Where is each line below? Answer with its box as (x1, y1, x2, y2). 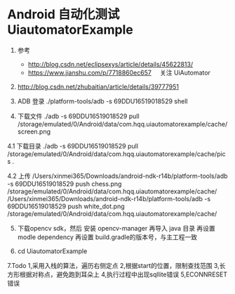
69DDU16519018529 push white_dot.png (7, 202, 125, 210)
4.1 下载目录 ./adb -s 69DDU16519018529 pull (7, 141, 139, 150)
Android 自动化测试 (7, 6, 120, 23)
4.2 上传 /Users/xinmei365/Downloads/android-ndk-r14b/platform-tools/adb (7, 172, 228, 180)
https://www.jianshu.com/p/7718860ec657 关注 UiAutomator (27, 68, 210, 77)
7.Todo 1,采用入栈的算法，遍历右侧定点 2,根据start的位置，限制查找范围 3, (7, 261, 220, 269)
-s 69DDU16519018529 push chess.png (7, 179, 122, 188)
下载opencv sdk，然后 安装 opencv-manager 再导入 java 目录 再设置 (17, 224, 215, 232)
